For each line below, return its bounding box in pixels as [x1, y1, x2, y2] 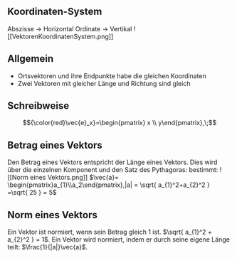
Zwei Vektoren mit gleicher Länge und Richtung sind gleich [17, 79, 191, 87]
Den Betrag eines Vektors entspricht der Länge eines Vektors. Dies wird [7, 158, 218, 166]
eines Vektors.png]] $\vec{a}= [29, 173, 120, 182]
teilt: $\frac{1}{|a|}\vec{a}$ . [7, 243, 88, 252]
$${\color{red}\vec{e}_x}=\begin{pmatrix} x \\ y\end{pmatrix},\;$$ [22, 119, 217, 127]
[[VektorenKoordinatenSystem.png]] [7, 32, 114, 41]
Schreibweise [7, 100, 70, 112]
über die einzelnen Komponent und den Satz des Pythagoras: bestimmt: [7, 166, 218, 174]
